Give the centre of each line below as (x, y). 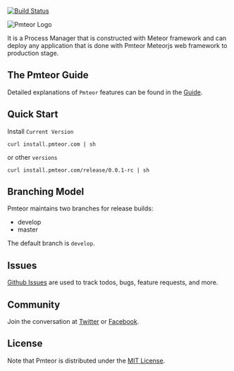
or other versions (32, 157)
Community (34, 304)
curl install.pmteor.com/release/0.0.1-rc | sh (79, 170)
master (28, 229)
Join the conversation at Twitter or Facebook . (73, 322)
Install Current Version (41, 131)
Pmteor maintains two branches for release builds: (80, 208)
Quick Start (33, 114)
